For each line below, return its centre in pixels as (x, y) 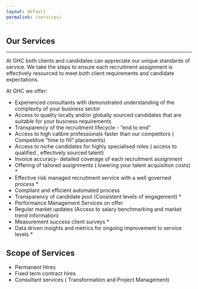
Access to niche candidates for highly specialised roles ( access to (96, 147)
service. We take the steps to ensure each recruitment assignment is (89, 67)
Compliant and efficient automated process (67, 190)
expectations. (23, 80)
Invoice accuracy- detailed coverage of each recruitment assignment (98, 159)
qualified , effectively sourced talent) (59, 153)
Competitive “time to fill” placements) (60, 140)
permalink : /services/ (34, 17)
